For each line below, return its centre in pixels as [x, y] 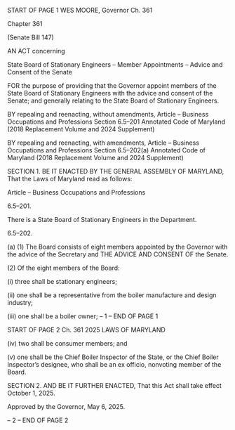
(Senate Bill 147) [31, 37]
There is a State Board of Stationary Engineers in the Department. [102, 220]
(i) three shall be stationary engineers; [62, 281]
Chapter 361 [25, 24]
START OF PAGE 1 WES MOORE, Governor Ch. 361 [80, 10]
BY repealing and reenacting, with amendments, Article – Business [103, 143]
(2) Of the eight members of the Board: [64, 268]
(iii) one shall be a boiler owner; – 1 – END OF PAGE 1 [83, 316]
